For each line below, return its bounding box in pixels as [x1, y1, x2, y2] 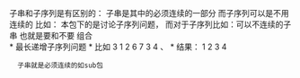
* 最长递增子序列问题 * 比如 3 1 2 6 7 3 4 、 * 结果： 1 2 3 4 [9, 41, 227, 52]
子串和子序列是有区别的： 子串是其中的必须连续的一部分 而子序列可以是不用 [9, 8, 289, 18]
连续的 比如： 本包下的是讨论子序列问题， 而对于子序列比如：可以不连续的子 [9, 19, 292, 30]
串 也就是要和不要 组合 [9, 30, 93, 40]
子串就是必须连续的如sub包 [17, 61, 103, 70]
